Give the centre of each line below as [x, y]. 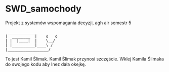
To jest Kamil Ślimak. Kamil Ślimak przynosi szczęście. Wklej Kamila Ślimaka [85, 59]
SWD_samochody [44, 9]
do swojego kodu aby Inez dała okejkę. [46, 64]
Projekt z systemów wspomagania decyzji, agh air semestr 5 [68, 23]
